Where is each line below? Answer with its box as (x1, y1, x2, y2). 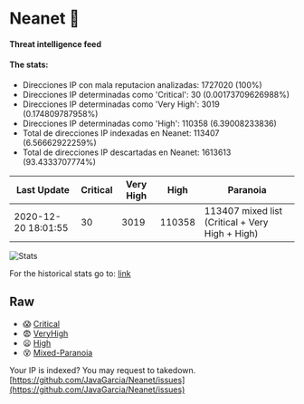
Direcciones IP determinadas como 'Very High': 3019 (22, 99, 220, 110)
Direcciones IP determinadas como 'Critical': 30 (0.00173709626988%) (22, 89, 290, 100)
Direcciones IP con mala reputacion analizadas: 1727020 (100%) (22, 79, 262, 90)
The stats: (9, 59, 49, 71)
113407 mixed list (204, 204, 283, 216)
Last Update (16, 183, 71, 196)
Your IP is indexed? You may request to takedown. (9, 364, 196, 375)
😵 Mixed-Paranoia (22, 347, 93, 358)
